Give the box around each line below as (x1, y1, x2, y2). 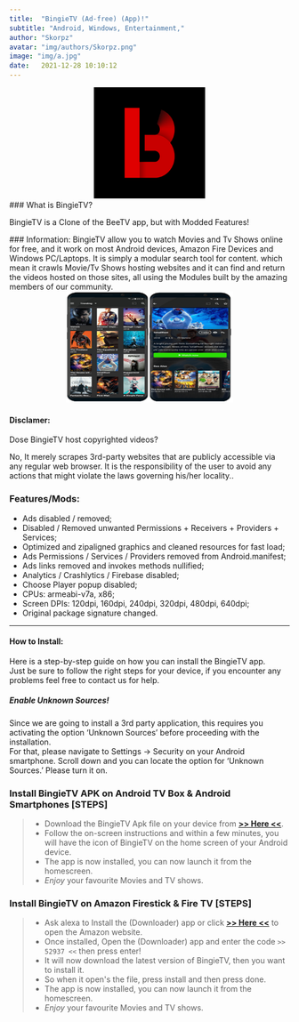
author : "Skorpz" (9, 33, 74, 42)
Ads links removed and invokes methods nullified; (21, 560, 205, 571)
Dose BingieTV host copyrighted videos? (9, 434, 158, 445)
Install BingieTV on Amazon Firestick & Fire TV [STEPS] (9, 897, 252, 909)
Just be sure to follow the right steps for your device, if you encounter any (9, 665, 282, 676)
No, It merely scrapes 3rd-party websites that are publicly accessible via (9, 452, 276, 463)
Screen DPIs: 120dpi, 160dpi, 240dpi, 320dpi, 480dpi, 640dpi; (21, 598, 250, 608)
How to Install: (9, 636, 64, 647)
